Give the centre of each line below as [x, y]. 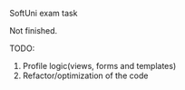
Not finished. [34, 30]
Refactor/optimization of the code [85, 75]
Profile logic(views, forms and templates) [99, 66]
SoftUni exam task [44, 13]
